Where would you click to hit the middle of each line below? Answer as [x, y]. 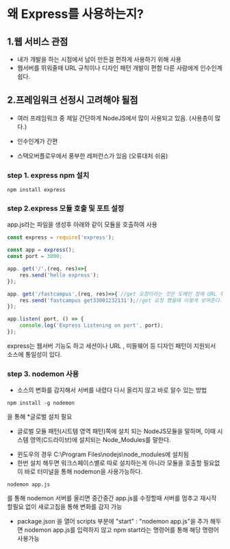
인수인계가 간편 [37, 141]
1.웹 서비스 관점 [38, 42]
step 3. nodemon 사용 [43, 373]
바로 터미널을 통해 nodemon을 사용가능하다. [83, 471]
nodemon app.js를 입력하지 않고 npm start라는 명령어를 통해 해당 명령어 [122, 530]
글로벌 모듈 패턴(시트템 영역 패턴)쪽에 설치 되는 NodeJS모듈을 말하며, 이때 [116, 431]
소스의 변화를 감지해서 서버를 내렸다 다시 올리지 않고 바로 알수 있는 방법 [112, 390]
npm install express [37, 190]
